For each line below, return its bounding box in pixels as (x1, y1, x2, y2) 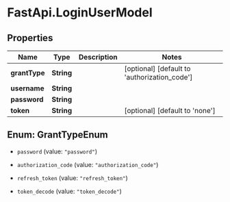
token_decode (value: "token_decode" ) (16, 187, 122, 195)
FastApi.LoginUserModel (7, 5, 153, 21)
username (10, 84, 44, 93)
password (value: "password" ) (16, 147, 98, 155)
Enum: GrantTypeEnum (7, 129, 108, 141)
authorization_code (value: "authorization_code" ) (16, 160, 159, 168)
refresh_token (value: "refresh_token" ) (16, 173, 128, 182)
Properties (7, 32, 53, 44)
